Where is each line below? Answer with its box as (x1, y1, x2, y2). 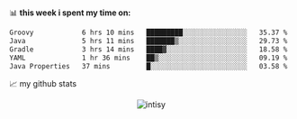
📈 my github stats (9, 78, 77, 89)
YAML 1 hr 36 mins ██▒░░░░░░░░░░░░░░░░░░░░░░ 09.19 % (9, 53, 288, 62)
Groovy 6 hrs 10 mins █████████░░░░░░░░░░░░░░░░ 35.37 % (9, 28, 288, 37)
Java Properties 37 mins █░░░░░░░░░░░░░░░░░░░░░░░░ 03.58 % (9, 61, 288, 70)
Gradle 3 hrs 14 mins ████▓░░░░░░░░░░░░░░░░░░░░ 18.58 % (9, 44, 288, 54)
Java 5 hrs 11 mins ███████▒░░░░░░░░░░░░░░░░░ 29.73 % (9, 36, 288, 45)
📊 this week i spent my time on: (9, 7, 131, 18)
